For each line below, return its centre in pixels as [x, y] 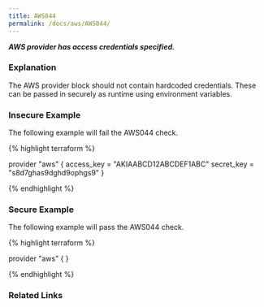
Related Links [36, 296]
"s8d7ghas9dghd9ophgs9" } [56, 173]
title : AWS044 [32, 16]
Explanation [32, 67]
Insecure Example [45, 115]
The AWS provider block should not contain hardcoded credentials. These [132, 85]
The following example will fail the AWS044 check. [93, 133]
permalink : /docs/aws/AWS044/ [60, 24]
